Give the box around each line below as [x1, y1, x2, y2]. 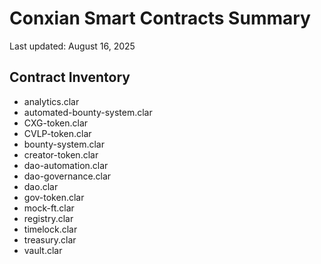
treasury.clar [23, 233, 77, 246]
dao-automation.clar [23, 159, 109, 171]
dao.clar [23, 180, 59, 192]
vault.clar [23, 244, 63, 256]
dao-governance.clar [23, 170, 112, 182]
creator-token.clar [23, 148, 99, 161]
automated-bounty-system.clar [23, 106, 153, 118]
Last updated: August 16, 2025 [9, 40, 136, 52]
